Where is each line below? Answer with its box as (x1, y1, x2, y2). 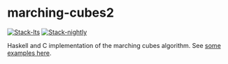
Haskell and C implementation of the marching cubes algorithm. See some (7, 41, 222, 49)
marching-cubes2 (7, 5, 114, 21)
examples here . (7, 49, 52, 57)
